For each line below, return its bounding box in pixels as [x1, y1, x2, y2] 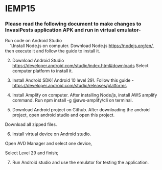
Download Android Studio [12, 57, 65, 64]
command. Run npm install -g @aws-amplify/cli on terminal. [12, 97, 133, 103]
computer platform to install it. [12, 68, 73, 74]
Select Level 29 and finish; [5, 150, 59, 156]
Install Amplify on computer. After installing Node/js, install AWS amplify [12, 92, 158, 98]
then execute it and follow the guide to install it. [5, 48, 100, 54]
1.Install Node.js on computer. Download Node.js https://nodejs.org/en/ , [9, 43, 154, 49]
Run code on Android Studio [5, 38, 62, 44]
